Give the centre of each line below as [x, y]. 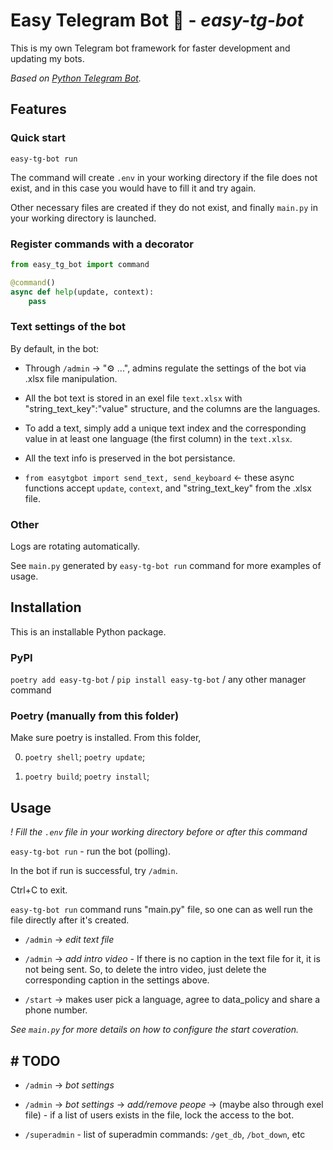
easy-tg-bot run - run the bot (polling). [91, 851]
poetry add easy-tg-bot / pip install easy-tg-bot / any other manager [158, 680]
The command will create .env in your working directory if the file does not [164, 177]
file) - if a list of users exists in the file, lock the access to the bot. [159, 1115]
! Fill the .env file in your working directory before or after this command [159, 832]
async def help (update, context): [82, 292]
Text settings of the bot [68, 327]
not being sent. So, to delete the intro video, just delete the [145, 970]
